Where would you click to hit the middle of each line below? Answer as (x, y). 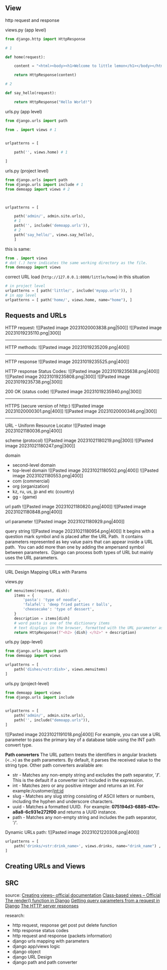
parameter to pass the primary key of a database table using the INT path (80, 740)
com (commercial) (31, 481)
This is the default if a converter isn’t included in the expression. (78, 780)
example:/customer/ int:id (38, 790)
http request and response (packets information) (62, 936)
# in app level (21, 295)
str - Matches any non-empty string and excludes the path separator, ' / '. (86, 775)
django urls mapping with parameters (51, 941)
